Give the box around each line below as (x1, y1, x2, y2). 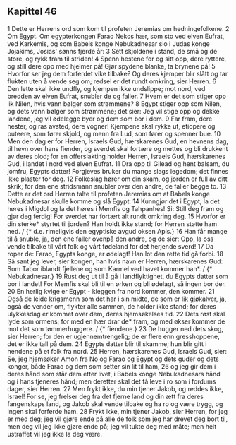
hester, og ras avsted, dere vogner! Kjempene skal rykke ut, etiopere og (7, 121, 216, 130)
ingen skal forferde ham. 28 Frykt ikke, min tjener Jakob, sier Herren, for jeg (7, 407, 228, 415)
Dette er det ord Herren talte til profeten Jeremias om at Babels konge (7, 189, 210, 198)
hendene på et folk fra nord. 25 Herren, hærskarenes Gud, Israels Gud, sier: (7, 347, 228, 355)
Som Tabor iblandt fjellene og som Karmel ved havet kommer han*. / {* (7, 264, 213, 273)
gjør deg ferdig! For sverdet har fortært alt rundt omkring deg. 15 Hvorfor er (7, 212, 226, 220)
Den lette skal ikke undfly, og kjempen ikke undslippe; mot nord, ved (7, 84, 206, 93)
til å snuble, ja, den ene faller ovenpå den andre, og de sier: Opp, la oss (7, 235, 214, 243)
